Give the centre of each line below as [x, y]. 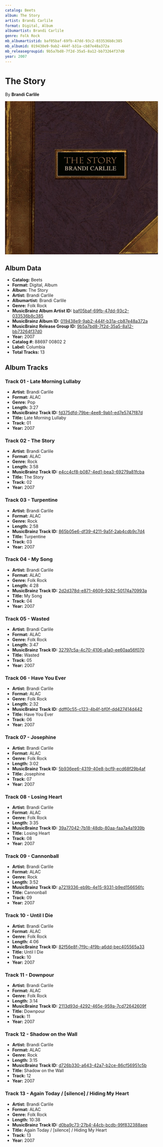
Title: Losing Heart [31, 833]
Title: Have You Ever [33, 714]
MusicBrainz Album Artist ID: [42, 311]
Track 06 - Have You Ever [36, 678]
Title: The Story [28, 477]
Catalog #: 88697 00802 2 [39, 342]
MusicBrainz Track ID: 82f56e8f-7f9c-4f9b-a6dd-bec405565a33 [78, 947]
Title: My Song [27, 596]
